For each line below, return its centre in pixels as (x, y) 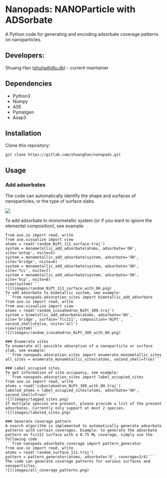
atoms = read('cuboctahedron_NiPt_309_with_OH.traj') (63, 386)
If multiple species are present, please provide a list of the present (83, 404)
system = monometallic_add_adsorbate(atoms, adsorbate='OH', (71, 249)
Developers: (25, 56)
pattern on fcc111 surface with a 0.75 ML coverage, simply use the (79, 435)
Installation (23, 133)
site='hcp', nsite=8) (28, 280)
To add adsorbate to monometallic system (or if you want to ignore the (79, 220)
